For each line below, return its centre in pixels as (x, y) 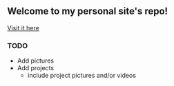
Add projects (35, 68)
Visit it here (23, 28)
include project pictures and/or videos (82, 76)
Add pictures (35, 61)
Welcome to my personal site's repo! (87, 11)
